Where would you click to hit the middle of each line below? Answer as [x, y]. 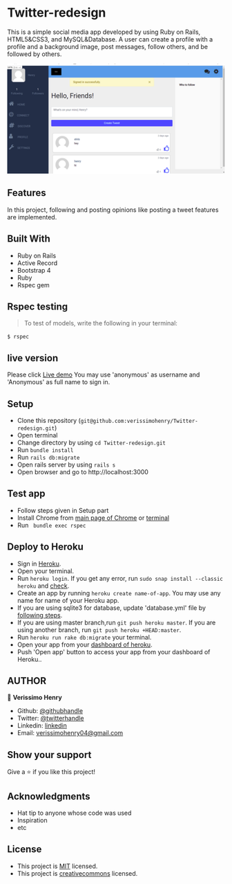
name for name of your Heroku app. [68, 600]
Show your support [49, 755]
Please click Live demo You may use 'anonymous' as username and [104, 375]
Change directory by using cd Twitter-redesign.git [91, 442]
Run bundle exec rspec [51, 525]
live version [33, 358]
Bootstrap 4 [34, 270]
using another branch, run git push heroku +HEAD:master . [99, 630]
